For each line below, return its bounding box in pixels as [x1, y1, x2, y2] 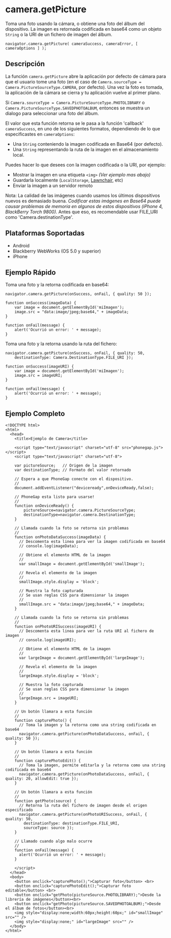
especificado [5, 808, 33, 813]
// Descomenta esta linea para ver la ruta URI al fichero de [18, 629, 154, 634]
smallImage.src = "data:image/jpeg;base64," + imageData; [18, 602, 145, 607]
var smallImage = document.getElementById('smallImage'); [18, 561, 145, 567]
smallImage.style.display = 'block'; [18, 579, 100, 585]
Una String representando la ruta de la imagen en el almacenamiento [12, 146, 159, 152]
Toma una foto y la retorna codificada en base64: [5, 282, 109, 288]
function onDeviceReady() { [14, 504, 74, 509]
